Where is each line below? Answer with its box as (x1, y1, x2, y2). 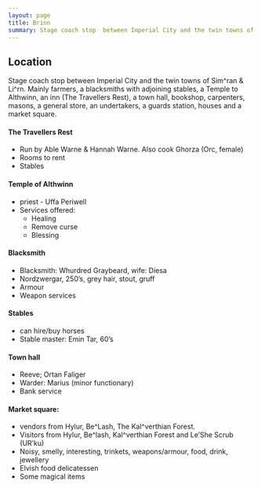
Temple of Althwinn (8, 179, 74, 188)
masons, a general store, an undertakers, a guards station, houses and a (8, 101, 242, 111)
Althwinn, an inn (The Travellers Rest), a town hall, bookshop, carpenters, (8, 93, 245, 102)
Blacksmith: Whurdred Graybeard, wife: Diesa (19, 265, 167, 275)
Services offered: (19, 205, 76, 214)
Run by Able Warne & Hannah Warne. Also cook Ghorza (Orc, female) (19, 144, 245, 154)
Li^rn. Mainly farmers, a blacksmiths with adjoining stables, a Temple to (8, 84, 239, 94)
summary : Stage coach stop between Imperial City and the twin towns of (8, 26, 255, 34)
